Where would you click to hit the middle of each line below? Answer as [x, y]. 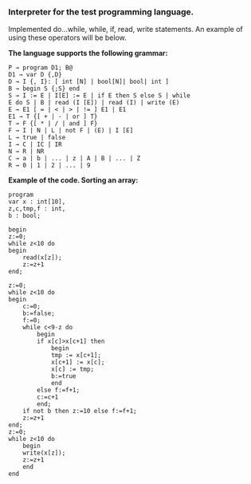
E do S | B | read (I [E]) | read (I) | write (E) [94, 103]
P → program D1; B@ [41, 68]
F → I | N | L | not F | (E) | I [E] [71, 131]
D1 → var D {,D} [35, 75]
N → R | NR [26, 151]
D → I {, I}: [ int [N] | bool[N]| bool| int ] [89, 82]
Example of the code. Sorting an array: [73, 180]
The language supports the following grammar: [88, 53]
